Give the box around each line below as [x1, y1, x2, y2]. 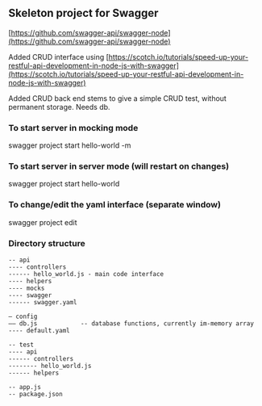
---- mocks [8, 284, 45, 292]
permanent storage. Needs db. [8, 102, 110, 111]
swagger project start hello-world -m [8, 140, 131, 150]
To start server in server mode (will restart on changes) [8, 161, 230, 172]
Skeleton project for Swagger [8, 6, 159, 20]
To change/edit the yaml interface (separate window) [8, 199, 222, 211]
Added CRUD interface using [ [8, 52, 109, 61]
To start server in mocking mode [8, 122, 139, 133]
